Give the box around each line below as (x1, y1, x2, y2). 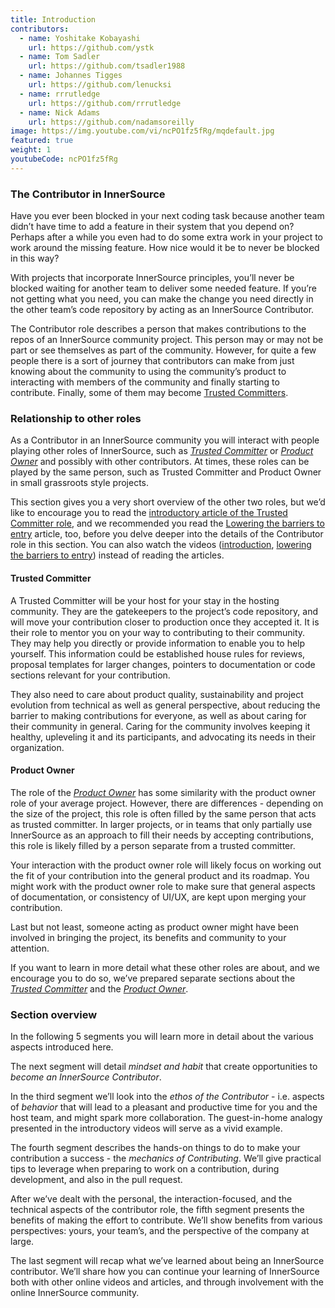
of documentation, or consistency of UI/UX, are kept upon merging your (10, 891, 307, 903)
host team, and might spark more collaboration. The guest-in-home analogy (10, 1112, 323, 1124)
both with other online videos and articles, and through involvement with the (10, 1276, 324, 1288)
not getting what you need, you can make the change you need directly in (10, 293, 314, 305)
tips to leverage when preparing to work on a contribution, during (10, 1163, 280, 1175)
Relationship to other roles (10, 411, 142, 425)
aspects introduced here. (10, 1041, 114, 1053)
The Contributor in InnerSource (10, 187, 166, 201)
